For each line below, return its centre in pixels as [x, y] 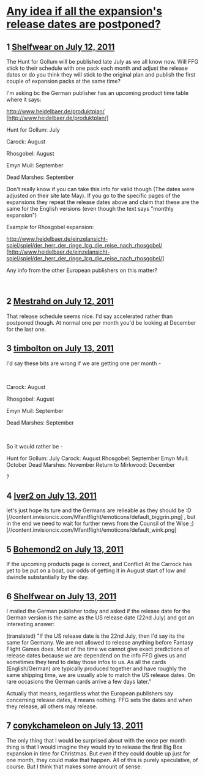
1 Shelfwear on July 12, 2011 [61, 47]
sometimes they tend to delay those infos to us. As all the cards [86, 662]
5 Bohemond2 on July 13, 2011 [65, 549]
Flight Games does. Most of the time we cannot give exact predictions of [98, 649]
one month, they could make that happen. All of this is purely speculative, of [102, 760]
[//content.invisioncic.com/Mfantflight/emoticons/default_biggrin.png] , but [101, 517]
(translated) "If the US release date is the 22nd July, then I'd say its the [95, 636]
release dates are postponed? [84, 24]
